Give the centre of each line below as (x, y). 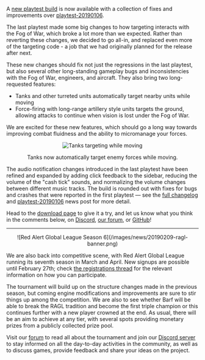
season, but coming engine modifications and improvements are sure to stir (101, 293)
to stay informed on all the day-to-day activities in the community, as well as (102, 344)
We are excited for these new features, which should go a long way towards (102, 127)
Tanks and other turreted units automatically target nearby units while (103, 96)
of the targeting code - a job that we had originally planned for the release (99, 46)
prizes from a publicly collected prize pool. (60, 326)
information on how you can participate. (56, 275)
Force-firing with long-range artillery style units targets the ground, (99, 109)
